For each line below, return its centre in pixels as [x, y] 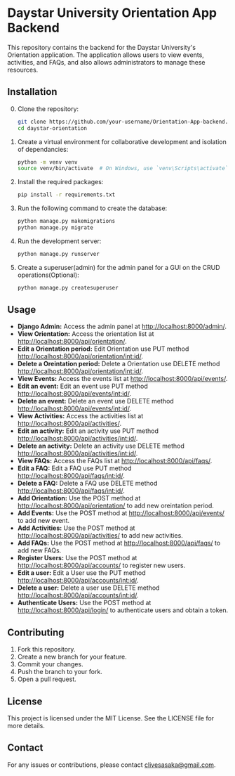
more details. [26, 726]
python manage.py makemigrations [66, 221]
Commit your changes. [50, 664]
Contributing [36, 632]
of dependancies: [43, 149]
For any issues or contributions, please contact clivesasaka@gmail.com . [112, 765]
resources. [23, 70]
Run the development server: [59, 241]
